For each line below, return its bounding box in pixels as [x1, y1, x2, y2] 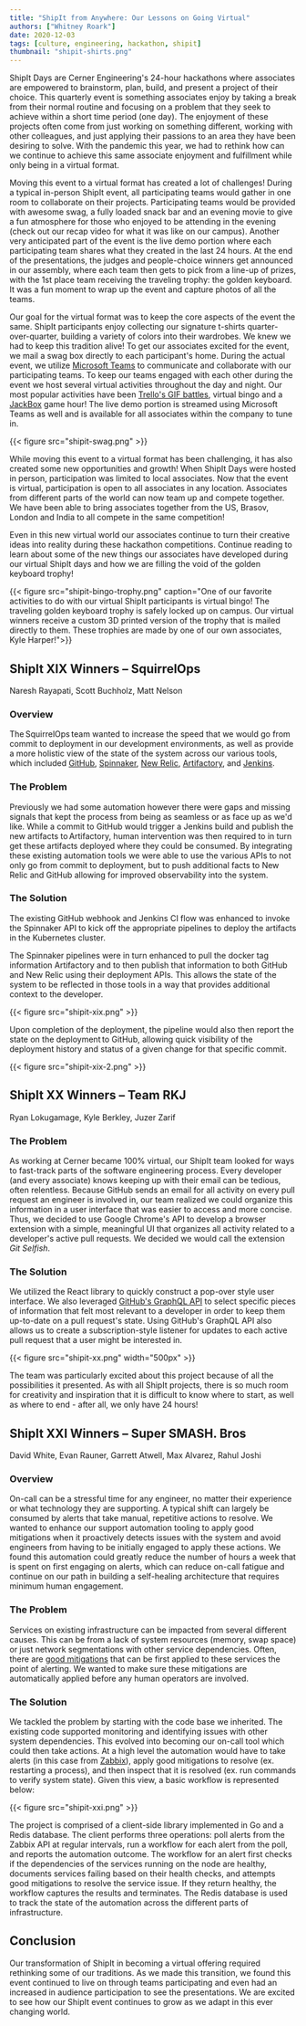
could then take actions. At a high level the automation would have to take [9, 1745, 287, 1756]
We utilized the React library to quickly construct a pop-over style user [9, 1286, 275, 1297]
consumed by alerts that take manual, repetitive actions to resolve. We [9, 1513, 273, 1524]
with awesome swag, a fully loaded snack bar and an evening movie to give [9, 206, 293, 217]
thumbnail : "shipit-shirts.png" [9, 47, 132, 57]
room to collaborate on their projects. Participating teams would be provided [9, 197, 296, 208]
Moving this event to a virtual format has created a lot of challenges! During [9, 177, 293, 188]
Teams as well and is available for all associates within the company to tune [9, 408, 293, 420]
